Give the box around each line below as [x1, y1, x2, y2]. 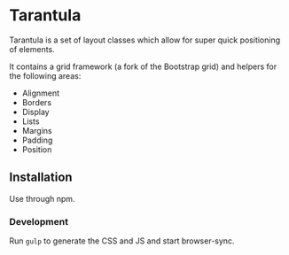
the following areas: [9, 70, 82, 81]
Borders [21, 97, 51, 107]
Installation [9, 170, 73, 185]
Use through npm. [9, 193, 75, 204]
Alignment [21, 88, 60, 98]
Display [21, 106, 51, 117]
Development [9, 215, 69, 228]
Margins [21, 125, 52, 135]
